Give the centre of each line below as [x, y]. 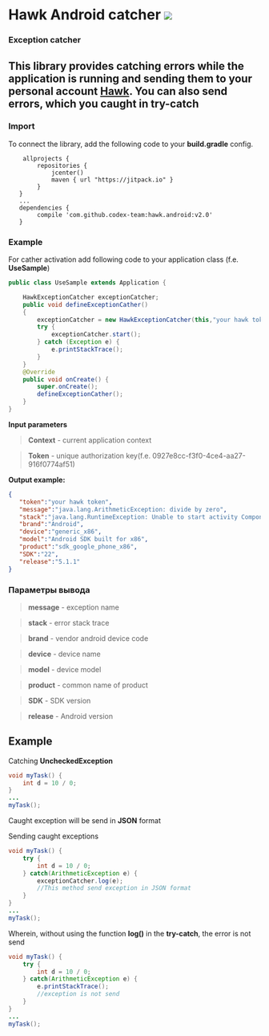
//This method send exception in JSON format [114, 888]
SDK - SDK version [59, 700]
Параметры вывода [49, 589]
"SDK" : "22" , [39, 554]
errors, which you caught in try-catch [104, 103]
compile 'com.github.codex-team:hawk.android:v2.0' [125, 214]
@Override [39, 372]
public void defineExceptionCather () [86, 304]
